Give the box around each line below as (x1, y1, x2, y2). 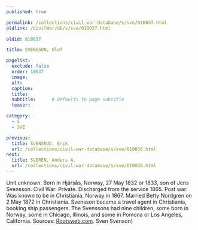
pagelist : (6, 57, 31, 63)
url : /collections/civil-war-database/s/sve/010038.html (11, 163, 157, 169)
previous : (6, 135, 31, 141)
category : (6, 113, 31, 119)
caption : (11, 85, 33, 92)
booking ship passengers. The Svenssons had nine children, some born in (6, 204, 189, 211)
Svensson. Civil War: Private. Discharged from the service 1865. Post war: (6, 185, 188, 192)
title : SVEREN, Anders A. (11, 157, 77, 164)
